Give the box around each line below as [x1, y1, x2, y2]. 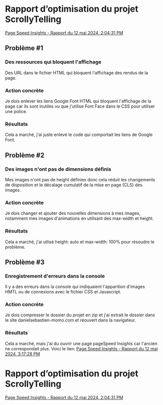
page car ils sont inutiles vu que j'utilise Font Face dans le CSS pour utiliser [5, 103, 155, 109]
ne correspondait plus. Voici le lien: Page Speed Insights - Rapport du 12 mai [5, 346, 158, 351]
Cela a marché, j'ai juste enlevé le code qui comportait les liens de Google [5, 132, 153, 137]
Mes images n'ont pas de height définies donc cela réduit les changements [5, 176, 155, 182]
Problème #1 [5, 44, 44, 52]
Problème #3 [5, 258, 45, 266]
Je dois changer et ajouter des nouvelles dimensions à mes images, [5, 211, 141, 216]
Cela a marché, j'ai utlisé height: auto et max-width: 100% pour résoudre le [5, 239, 155, 245]
